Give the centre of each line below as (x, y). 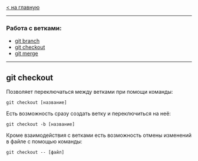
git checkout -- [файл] (35, 152)
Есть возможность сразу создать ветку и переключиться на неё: (88, 114)
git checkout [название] (37, 103)
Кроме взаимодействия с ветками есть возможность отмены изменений (99, 135)
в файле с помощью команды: (44, 142)
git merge (26, 54)
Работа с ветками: (34, 28)
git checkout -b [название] (41, 124)
